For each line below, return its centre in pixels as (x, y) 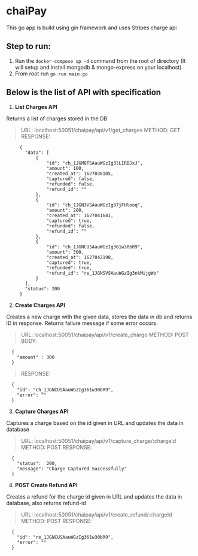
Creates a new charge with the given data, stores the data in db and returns (99, 317)
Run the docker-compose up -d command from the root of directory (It (100, 60)
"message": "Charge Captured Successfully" (72, 469)
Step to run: (29, 46)
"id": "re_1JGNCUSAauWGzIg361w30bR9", (65, 537)
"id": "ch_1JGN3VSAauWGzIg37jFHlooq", (95, 205)
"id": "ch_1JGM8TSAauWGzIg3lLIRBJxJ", (95, 163)
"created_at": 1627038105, (80, 174)
